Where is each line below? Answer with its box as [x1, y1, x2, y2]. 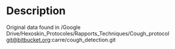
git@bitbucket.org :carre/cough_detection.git [6, 36, 116, 43]
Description [6, 4, 66, 18]
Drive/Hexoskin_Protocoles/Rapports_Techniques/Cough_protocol [6, 30, 170, 37]
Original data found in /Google [6, 24, 81, 31]
